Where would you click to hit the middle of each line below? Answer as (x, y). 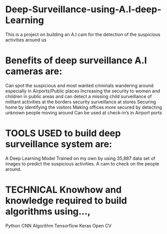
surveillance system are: (59, 144)
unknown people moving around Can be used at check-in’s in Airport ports (84, 112)
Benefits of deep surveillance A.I (76, 61)
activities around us (26, 40)
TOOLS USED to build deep (63, 133)
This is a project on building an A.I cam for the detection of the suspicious (83, 34)
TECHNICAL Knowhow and (63, 190)
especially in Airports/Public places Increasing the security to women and (83, 91)
